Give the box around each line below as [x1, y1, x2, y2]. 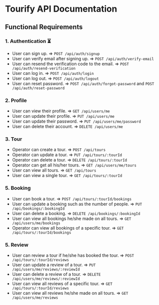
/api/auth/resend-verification [12, 66, 76, 71]
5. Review [5, 241, 29, 248]
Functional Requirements [5, 23, 83, 31]
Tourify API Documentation [5, 3, 118, 15]
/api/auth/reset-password [12, 86, 65, 90]
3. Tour [5, 136, 22, 143]
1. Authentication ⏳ [5, 37, 51, 44]
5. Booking [5, 185, 31, 192]
